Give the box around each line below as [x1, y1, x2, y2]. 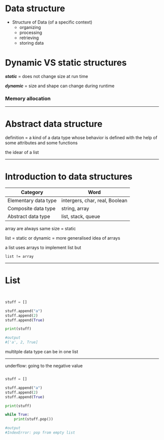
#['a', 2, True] [5, 340, 38, 345]
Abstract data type [7, 213, 50, 220]
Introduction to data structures [5, 171, 133, 182]
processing [19, 29, 42, 35]
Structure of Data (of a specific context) [12, 19, 93, 25]
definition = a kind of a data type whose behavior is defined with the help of [5, 135, 158, 141]
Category [20, 189, 43, 196]
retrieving [19, 35, 39, 41]
